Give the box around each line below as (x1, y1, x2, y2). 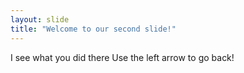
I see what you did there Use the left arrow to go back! (10, 51, 235, 63)
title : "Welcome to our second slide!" (10, 24, 177, 34)
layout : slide (10, 14, 70, 25)
